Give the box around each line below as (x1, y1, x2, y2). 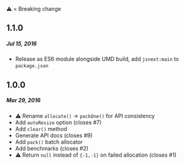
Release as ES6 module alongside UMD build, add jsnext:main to (15, 55, 179, 63)
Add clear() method (15, 125, 67, 132)
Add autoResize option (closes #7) (15, 119, 102, 126)
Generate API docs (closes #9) (15, 132, 93, 139)
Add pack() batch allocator (15, 138, 83, 146)
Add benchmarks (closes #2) (15, 144, 89, 152)
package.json (15, 63, 49, 69)
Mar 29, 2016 (6, 97, 41, 104)
